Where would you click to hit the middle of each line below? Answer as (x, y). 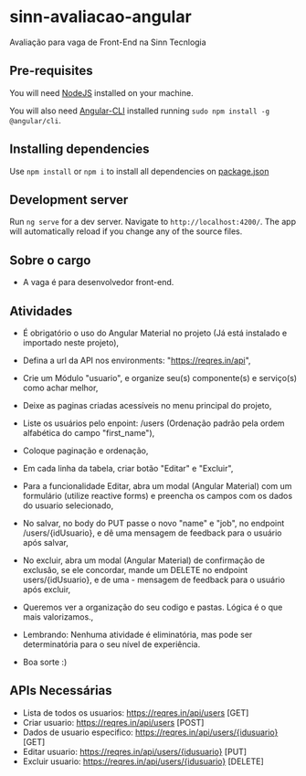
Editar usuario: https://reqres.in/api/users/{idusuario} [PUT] (135, 751)
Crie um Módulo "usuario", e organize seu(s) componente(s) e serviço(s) (160, 378)
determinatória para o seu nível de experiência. (111, 644)
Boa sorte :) (45, 662)
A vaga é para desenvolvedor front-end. (98, 282)
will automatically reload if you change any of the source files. (126, 231)
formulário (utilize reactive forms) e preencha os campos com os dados (158, 496)
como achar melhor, (60, 388)
